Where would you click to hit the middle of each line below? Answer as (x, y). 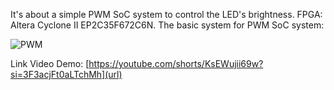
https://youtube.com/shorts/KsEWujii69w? (176, 63)
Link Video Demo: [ (50, 63)
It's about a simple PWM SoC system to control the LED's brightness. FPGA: (166, 14)
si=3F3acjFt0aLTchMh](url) (66, 74)
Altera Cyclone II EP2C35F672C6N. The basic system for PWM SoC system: (167, 25)
